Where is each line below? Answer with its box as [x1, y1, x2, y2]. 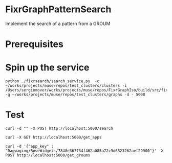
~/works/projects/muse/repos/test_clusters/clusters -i [5, 83, 127, 88]
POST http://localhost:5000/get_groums [5, 153, 91, 158]
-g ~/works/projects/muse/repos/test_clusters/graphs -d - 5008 [5, 92, 145, 98]
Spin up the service [5, 62, 90, 74]
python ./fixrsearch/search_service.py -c [5, 79, 100, 84]
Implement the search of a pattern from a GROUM [5, 20, 111, 27]
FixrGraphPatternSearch [5, 4, 112, 15]
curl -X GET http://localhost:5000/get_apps [5, 135, 102, 140]
